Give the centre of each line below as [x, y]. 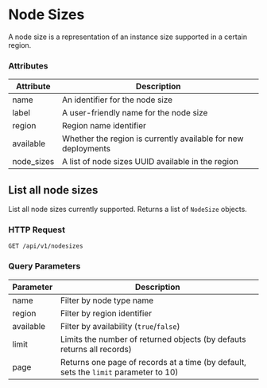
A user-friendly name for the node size [135, 113]
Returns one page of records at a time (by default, [153, 362]
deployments [87, 149]
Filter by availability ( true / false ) [120, 326]
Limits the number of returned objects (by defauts [153, 339]
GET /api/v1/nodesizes [46, 246]
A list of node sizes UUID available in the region [150, 162]
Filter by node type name [107, 300]
